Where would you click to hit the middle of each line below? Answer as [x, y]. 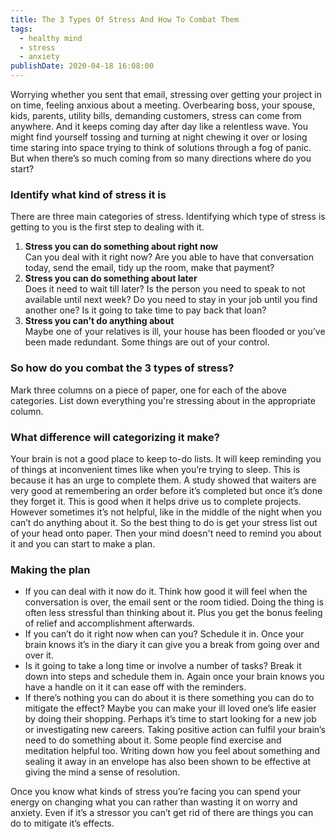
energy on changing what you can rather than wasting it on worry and [154, 802]
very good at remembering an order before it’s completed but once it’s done [166, 490]
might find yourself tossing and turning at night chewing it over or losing [159, 137]
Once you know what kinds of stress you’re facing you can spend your [156, 792]
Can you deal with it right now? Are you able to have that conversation [169, 257]
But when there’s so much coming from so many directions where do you [161, 158]
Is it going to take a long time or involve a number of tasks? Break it [163, 666]
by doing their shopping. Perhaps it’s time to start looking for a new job [170, 719]
